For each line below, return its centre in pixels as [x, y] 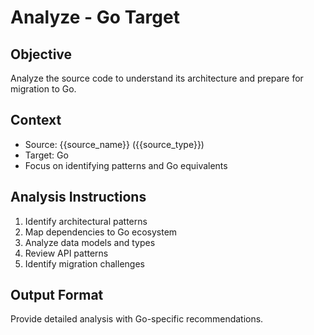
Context [36, 120]
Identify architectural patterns [86, 221]
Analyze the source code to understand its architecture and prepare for [157, 78]
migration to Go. [43, 89]
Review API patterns [66, 253]
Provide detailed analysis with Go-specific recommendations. [137, 319]
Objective [41, 54]
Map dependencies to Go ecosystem [101, 232]
